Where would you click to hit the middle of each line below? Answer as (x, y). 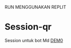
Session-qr (28, 27)
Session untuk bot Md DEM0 (34, 40)
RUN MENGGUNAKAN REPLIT (35, 7)
